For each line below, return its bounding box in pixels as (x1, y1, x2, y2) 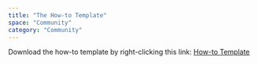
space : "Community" (8, 19, 72, 27)
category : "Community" (8, 26, 83, 34)
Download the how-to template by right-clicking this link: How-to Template (8, 48, 250, 57)
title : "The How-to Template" (8, 11, 108, 20)
